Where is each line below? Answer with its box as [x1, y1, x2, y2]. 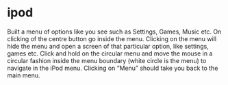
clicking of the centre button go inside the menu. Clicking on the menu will [7, 34, 217, 42]
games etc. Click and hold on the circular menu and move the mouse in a [7, 49, 213, 58]
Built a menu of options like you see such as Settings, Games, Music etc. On [7, 27, 222, 36]
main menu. [7, 71, 40, 80]
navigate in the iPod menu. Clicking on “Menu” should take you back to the [7, 64, 218, 72]
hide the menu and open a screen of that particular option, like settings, [7, 42, 209, 50]
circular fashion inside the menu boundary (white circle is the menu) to [7, 56, 207, 64]
